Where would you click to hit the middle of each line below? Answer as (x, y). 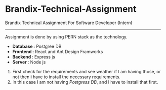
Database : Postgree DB (37, 46)
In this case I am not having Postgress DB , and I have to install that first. (85, 82)
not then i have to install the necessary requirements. (66, 77)
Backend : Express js (34, 57)
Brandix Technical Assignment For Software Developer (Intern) (69, 23)
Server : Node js (29, 62)
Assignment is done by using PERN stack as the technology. (66, 37)
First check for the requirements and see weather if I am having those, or (86, 71)
